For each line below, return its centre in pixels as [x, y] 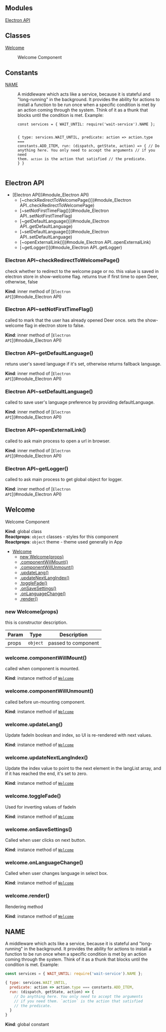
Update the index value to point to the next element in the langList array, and [83, 768]
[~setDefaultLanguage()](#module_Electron [64, 232]
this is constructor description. [36, 623]
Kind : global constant [27, 1025]
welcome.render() [27, 896]
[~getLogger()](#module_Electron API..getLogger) [71, 248]
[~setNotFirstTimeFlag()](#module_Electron [64, 211]
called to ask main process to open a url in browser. [58, 441]
